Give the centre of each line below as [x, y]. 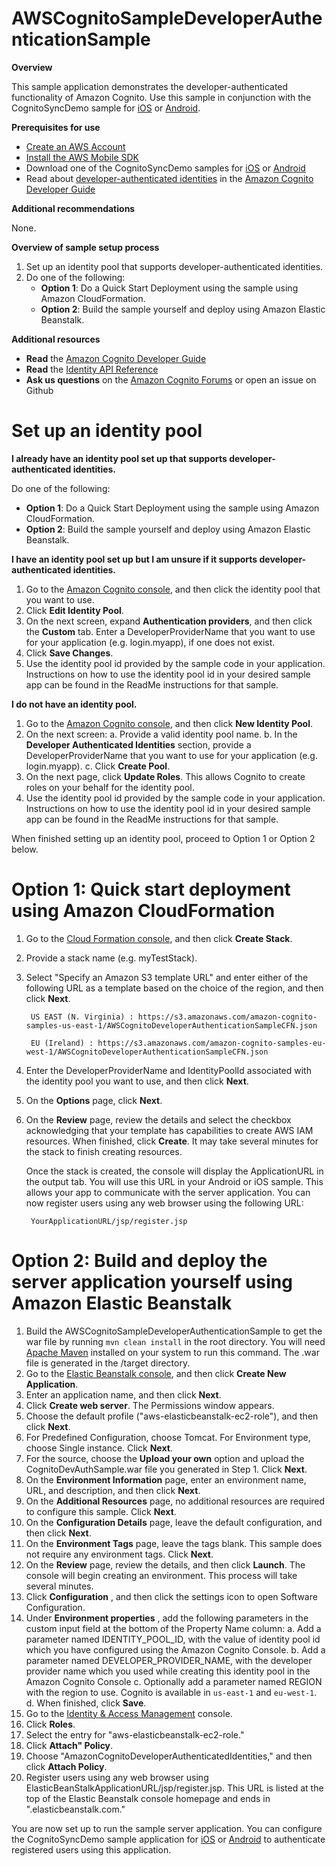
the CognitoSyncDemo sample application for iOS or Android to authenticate [168, 1839]
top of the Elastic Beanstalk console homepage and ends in [148, 1798]
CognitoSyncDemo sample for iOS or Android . [106, 108]
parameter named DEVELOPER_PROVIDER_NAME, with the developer [169, 1660]
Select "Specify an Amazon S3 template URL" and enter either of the [167, 977]
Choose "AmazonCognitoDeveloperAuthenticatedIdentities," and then [169, 1756]
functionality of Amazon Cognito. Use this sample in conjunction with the [161, 97]
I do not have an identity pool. [74, 704]
